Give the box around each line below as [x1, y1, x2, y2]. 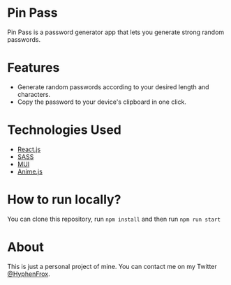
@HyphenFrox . [7, 270, 50, 278]
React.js [17, 145, 41, 153]
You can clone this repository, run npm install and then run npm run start [7, 215, 221, 223]
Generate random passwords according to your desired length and [17, 82, 209, 91]
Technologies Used [7, 122, 122, 138]
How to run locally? [7, 192, 121, 207]
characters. [17, 90, 51, 98]
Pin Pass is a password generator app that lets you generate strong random [7, 28, 225, 36]
